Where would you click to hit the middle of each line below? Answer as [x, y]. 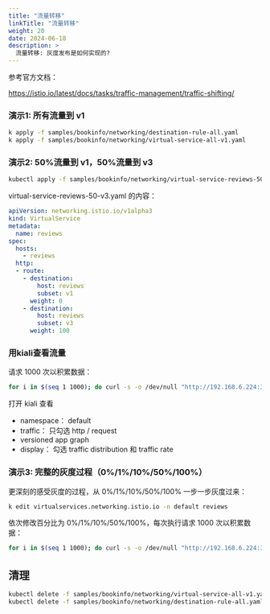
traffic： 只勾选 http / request [68, 431]
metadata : [25, 226]
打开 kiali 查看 [31, 404]
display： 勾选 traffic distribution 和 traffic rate [97, 449]
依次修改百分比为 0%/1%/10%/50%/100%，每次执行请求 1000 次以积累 [126, 523]
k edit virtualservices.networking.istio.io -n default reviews [118, 507]
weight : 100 [49, 331]
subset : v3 [55, 323]
